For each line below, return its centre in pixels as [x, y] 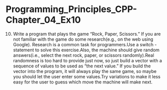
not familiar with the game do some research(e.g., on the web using [83, 39]
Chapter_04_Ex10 [43, 20]
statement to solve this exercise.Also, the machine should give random [86, 50]
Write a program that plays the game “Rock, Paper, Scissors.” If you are [87, 34]
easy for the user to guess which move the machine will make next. [83, 82]
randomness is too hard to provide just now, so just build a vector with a [88, 60]
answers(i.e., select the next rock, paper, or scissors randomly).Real [83, 55]
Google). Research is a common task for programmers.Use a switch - [85, 44]
